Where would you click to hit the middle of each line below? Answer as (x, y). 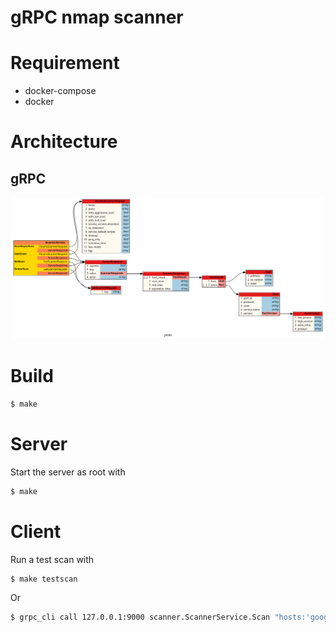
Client (36, 531)
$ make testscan (44, 579)
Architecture (64, 142)
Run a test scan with (52, 559)
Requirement (65, 63)
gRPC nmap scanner (97, 17)
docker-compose (60, 91)
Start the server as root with (68, 472)
